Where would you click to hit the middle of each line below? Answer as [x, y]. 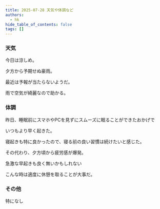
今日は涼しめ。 [21, 60]
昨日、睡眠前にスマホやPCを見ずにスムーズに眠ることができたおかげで [80, 120]
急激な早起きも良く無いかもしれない [44, 163]
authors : [15, 15]
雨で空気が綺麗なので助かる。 [37, 93]
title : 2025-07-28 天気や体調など [39, 10]
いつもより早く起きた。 [30, 130]
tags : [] [15, 29]
